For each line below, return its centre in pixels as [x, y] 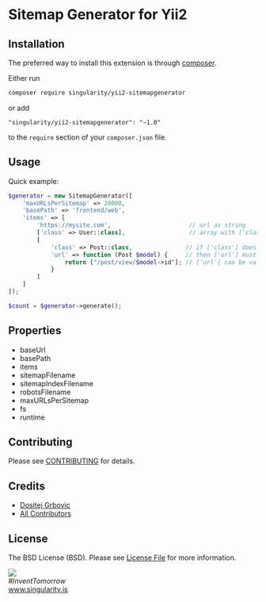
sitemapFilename [47, 375]
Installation [36, 44]
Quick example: [34, 181]
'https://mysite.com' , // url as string [141, 225]
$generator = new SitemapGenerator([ [70, 196]
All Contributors [45, 514]
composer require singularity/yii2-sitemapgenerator [97, 93]
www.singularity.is [38, 589]
